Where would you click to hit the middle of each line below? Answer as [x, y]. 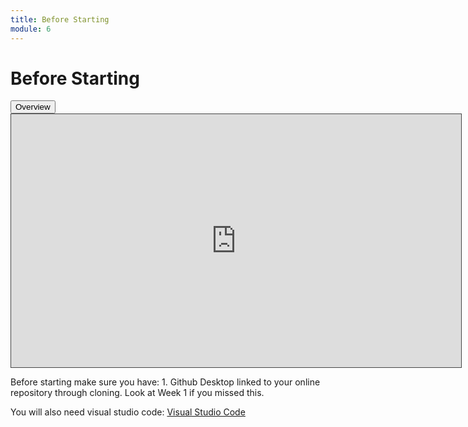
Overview [33, 107]
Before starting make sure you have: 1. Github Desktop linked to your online [165, 382]
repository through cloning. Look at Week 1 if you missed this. [137, 393]
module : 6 [31, 29]
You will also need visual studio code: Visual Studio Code [128, 412]
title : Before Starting [60, 19]
